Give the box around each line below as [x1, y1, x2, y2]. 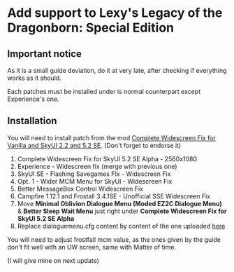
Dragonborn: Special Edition [7, 20, 175, 36]
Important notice [7, 48, 82, 60]
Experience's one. [7, 95, 59, 103]
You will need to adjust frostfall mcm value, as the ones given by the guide [7, 235, 221, 243]
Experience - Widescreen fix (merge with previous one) [17, 162, 177, 170]
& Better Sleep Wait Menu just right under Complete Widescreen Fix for [17, 207, 227, 215]
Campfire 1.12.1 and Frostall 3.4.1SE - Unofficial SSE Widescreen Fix [17, 191, 211, 200]
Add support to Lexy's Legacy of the [7, 5, 223, 21]
